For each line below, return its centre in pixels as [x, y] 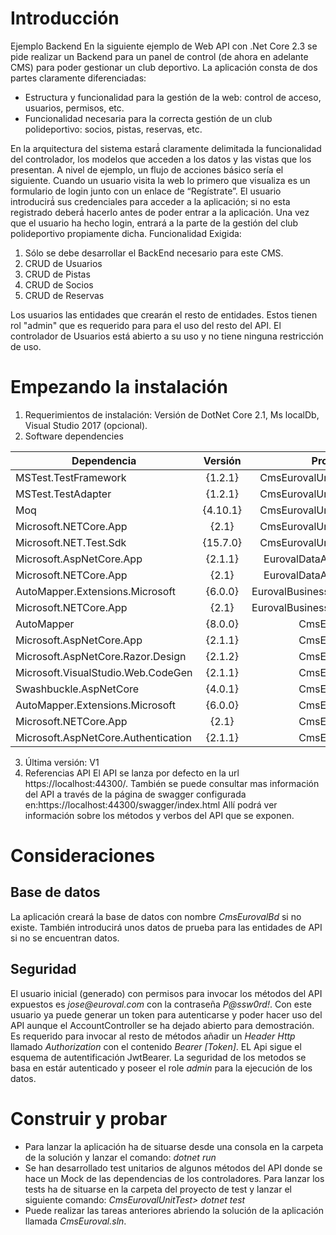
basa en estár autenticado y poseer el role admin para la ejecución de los [161, 1068]
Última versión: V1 [62, 762]
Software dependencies [74, 436]
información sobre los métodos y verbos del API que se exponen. [159, 815]
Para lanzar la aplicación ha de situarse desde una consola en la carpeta [174, 1146]
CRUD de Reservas [64, 295]
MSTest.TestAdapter [63, 494]
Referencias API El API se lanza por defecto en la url [132, 773]
